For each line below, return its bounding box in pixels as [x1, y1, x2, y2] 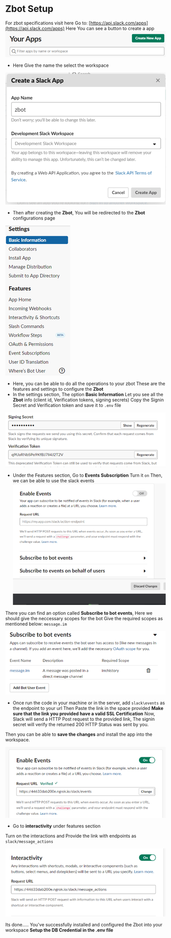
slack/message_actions [5, 839, 53, 844]
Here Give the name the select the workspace [12, 62, 109, 68]
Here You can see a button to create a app [65, 25, 155, 31]
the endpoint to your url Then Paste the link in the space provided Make [12, 705, 164, 711]
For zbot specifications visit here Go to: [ [5, 20, 91, 26]
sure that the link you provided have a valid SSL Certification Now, [12, 711, 155, 717]
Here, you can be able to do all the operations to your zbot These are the [12, 380, 165, 387]
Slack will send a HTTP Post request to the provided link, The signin [12, 716, 155, 722]
